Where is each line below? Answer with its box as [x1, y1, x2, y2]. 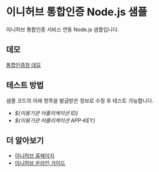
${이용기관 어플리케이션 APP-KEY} [14, 117, 96, 124]
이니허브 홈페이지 [14, 152, 55, 159]
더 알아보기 [6, 136, 44, 146]
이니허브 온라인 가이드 [14, 160, 66, 167]
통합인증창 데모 [6, 61, 41, 68]
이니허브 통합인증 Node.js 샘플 [6, 5, 147, 19]
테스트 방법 [6, 80, 44, 90]
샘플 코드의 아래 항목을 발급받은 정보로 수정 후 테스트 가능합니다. [6, 97, 154, 104]
